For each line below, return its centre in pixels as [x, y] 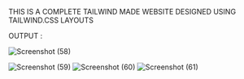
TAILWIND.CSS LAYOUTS [51, 20]
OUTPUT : [26, 36]
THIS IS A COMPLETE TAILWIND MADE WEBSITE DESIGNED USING [122, 12]
